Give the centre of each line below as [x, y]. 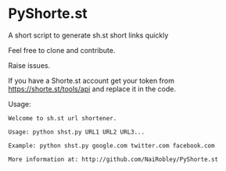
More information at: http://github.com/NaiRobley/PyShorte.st [113, 159]
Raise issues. [29, 65]
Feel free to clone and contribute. [62, 50]
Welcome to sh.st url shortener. [63, 118]
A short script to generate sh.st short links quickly [88, 35]
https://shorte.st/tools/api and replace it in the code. [92, 89]
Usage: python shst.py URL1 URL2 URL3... [77, 132]
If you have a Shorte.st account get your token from [91, 80]
